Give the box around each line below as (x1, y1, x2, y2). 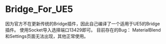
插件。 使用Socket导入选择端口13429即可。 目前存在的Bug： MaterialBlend (5, 26, 161, 33)
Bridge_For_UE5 (5, 3, 73, 15)
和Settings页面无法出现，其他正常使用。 (5, 33, 89, 39)
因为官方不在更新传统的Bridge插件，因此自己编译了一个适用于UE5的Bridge (5, 20, 160, 26)
